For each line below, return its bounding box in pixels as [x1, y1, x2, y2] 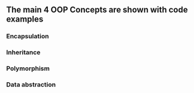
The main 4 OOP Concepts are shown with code [6, 5, 188, 15]
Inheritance [6, 48, 41, 56]
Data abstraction [6, 80, 56, 89]
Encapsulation [6, 32, 49, 41]
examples [6, 14, 44, 25]
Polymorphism [6, 64, 50, 73]
